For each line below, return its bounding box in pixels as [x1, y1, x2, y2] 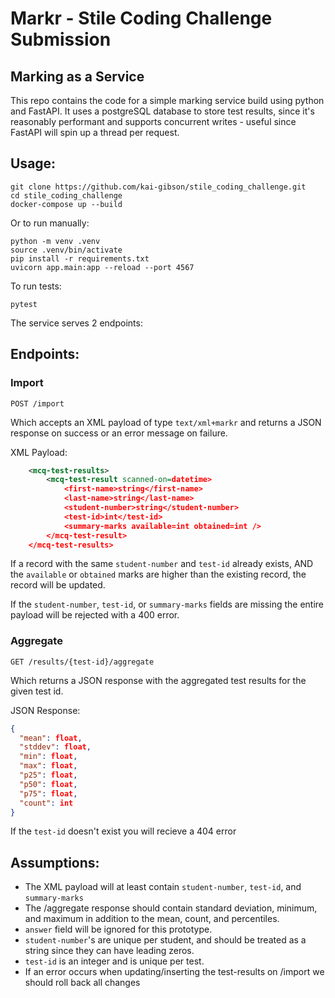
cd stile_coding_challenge [10, 190, 123, 201]
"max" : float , [19, 761, 78, 771]
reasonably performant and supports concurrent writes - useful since [10, 116, 297, 127]
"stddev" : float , [19, 742, 92, 752]
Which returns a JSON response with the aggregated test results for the [10, 674, 307, 686]
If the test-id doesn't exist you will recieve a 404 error [10, 825, 237, 837]
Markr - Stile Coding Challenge [10, 7, 273, 30]
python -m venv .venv [10, 236, 101, 246]
